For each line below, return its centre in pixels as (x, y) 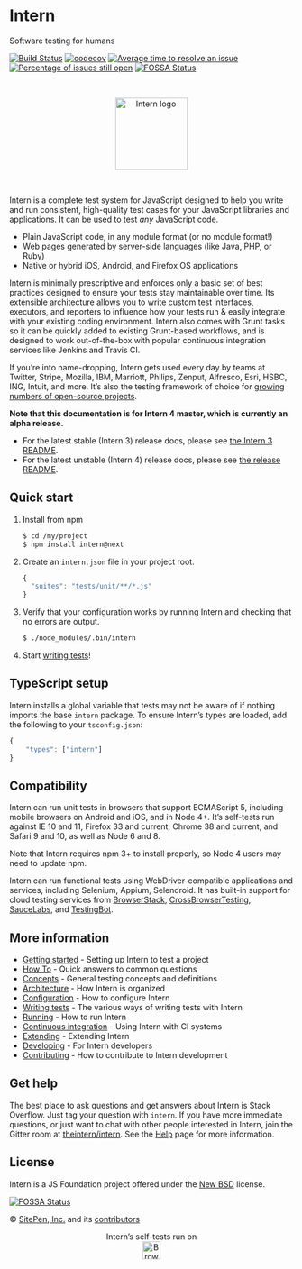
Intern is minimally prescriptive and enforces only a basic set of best (136, 283)
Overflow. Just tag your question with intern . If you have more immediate (146, 1115)
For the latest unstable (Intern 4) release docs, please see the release (151, 460)
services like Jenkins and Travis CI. (75, 350)
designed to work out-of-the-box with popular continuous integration (137, 340)
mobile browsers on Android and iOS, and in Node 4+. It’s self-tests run (142, 817)
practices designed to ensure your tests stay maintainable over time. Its (142, 292)
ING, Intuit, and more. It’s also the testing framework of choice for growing (147, 386)
